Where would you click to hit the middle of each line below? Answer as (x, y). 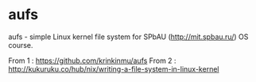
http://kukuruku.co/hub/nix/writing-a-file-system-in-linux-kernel (114, 68)
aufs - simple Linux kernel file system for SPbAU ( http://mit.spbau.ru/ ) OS (128, 37)
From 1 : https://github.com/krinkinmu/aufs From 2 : (92, 61)
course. (21, 45)
